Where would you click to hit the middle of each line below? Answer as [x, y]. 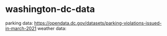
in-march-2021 [21, 28]
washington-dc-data [50, 9]
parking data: [19, 23]
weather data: [52, 28]
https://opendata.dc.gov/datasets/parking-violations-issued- [98, 23]
